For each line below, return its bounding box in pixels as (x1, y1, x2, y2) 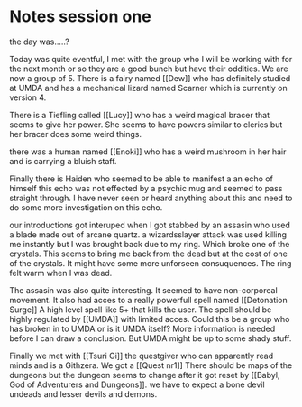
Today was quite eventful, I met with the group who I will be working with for (9, 53, 293, 64)
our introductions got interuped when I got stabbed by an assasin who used (9, 219, 291, 230)
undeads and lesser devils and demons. (9, 388, 158, 399)
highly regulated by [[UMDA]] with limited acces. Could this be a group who (9, 313, 290, 324)
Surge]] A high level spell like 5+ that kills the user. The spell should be (9, 304, 272, 315)
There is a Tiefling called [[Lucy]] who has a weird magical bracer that (9, 109, 270, 120)
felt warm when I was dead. (9, 267, 113, 278)
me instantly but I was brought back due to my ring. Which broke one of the (9, 238, 290, 249)
